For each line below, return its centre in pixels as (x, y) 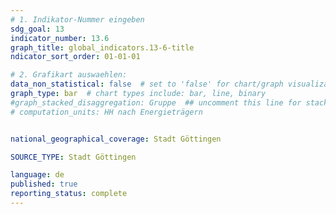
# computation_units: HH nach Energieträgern (106, 112)
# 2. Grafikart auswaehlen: (69, 75)
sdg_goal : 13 (37, 29)
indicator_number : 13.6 (60, 38)
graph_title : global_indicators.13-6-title (102, 47)
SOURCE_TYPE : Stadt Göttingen (73, 157)
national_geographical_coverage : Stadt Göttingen (116, 139)
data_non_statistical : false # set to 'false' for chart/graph (147, 84)
